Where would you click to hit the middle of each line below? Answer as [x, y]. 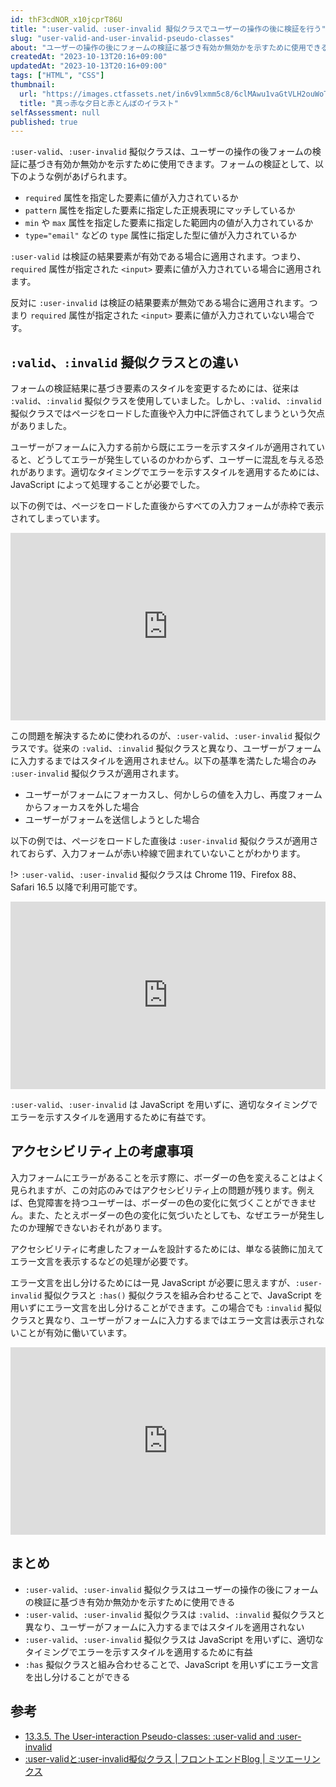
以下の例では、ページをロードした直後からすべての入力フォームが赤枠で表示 [167, 506]
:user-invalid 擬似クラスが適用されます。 [97, 773]
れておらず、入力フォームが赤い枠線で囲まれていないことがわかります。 [158, 853]
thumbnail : [33, 85]
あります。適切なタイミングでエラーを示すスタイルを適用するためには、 [176, 472]
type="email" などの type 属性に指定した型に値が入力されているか [160, 235]
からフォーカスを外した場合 [82, 807]
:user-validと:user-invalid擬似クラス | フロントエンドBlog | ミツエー [163, 1758]
